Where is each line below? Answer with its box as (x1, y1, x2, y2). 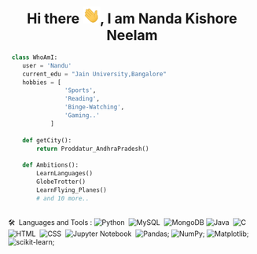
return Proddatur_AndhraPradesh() (36, 145, 149, 153)
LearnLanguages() (36, 170, 93, 178)
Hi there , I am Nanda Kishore (27, 10, 237, 28)
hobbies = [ (22, 78, 61, 87)
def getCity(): (22, 136, 72, 144)
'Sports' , (64, 87, 97, 94)
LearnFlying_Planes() (36, 186, 108, 194)
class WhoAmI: (11, 53, 58, 61)
